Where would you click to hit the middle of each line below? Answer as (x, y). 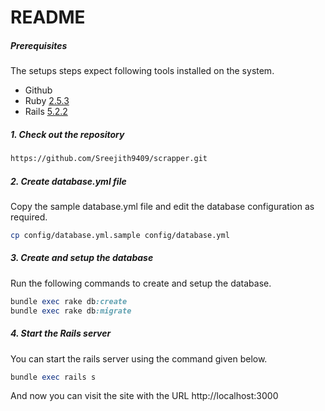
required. (29, 217)
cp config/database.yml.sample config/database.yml (120, 235)
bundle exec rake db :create (69, 301)
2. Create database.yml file (68, 181)
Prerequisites (39, 45)
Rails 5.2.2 (46, 112)
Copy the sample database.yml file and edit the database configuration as (162, 206)
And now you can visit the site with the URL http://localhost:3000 (144, 396)
